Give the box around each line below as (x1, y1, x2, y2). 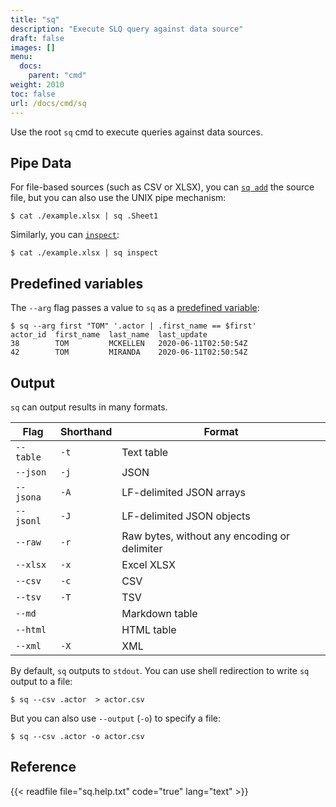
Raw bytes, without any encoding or (121, 529, 291, 543)
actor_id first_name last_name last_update (10, 330, 208, 340)
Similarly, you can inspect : (10, 229, 120, 241)
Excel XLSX (121, 557, 176, 571)
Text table (121, 445, 169, 459)
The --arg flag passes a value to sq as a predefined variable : (10, 302, 260, 314)
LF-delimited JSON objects (121, 509, 251, 523)
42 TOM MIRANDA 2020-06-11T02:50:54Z (10, 347, 248, 358)
